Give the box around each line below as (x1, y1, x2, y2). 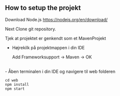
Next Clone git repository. (5, 26, 57, 32)
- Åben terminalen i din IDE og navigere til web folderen (5, 69, 116, 74)
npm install (5, 82, 29, 87)
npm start (5, 86, 25, 91)
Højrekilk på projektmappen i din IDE (12, 44, 85, 50)
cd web (5, 78, 18, 82)
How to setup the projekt (5, 4, 81, 12)
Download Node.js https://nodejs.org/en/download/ (5, 16, 108, 22)
